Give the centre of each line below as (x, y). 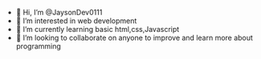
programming (39, 46)
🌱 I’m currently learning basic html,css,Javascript (98, 29)
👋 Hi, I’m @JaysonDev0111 (59, 12)
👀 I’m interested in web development (76, 21)
